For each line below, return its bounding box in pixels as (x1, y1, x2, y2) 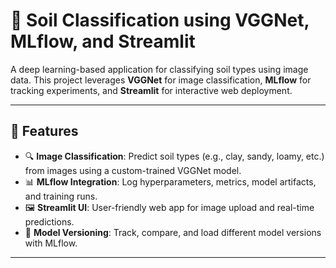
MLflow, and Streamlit (10, 30, 196, 53)
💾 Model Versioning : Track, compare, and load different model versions (24, 226, 322, 238)
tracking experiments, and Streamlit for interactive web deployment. (10, 84, 293, 96)
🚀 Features (10, 123, 79, 140)
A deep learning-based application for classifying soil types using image (10, 63, 309, 75)
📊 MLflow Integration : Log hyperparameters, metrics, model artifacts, (24, 175, 317, 188)
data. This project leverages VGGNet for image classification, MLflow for (10, 74, 312, 86)
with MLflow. (24, 237, 78, 249)
